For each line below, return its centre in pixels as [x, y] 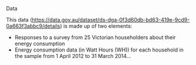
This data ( [19, 20]
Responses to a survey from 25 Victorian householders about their [95, 37]
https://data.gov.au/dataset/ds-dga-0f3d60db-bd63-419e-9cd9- [111, 20]
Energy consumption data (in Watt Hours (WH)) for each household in [99, 50]
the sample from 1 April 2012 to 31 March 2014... [73, 56]
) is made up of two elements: [96, 26]
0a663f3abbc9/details [33, 26]
